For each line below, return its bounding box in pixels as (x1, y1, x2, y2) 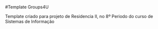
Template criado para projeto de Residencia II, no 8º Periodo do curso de (5, 14, 154, 19)
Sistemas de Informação (5, 19, 55, 24)
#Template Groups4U (5, 4, 49, 10)
